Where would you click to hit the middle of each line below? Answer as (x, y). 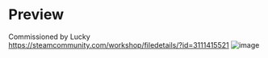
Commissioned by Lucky (49, 37)
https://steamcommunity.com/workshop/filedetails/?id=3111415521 (119, 44)
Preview (36, 15)
